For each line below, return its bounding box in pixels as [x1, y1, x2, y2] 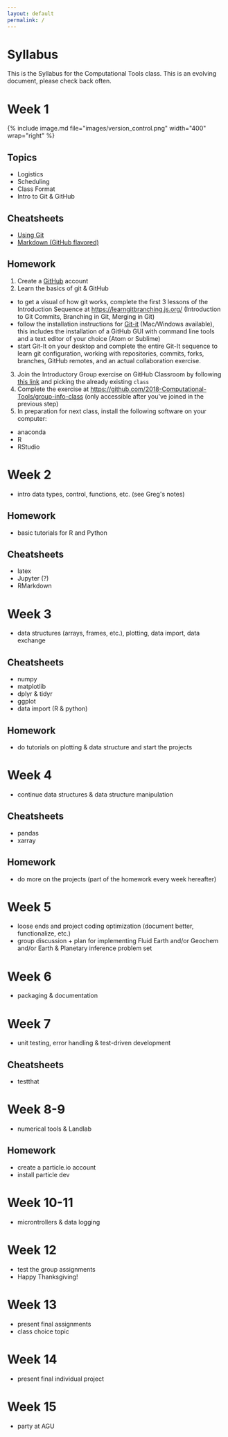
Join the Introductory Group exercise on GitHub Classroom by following [17, 369, 222, 379]
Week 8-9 [7, 1102, 66, 1118]
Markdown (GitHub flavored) [17, 238, 99, 247]
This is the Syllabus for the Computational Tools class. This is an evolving [7, 69, 217, 78]
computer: [17, 414, 47, 422]
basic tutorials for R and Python [17, 529, 107, 537]
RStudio [17, 442, 40, 451]
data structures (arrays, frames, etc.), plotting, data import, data [17, 629, 200, 638]
